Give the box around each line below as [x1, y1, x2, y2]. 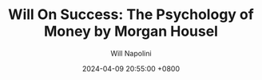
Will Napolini [110, 48, 152, 58]
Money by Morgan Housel [43, 22, 219, 40]
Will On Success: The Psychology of [8, 6, 254, 24]
